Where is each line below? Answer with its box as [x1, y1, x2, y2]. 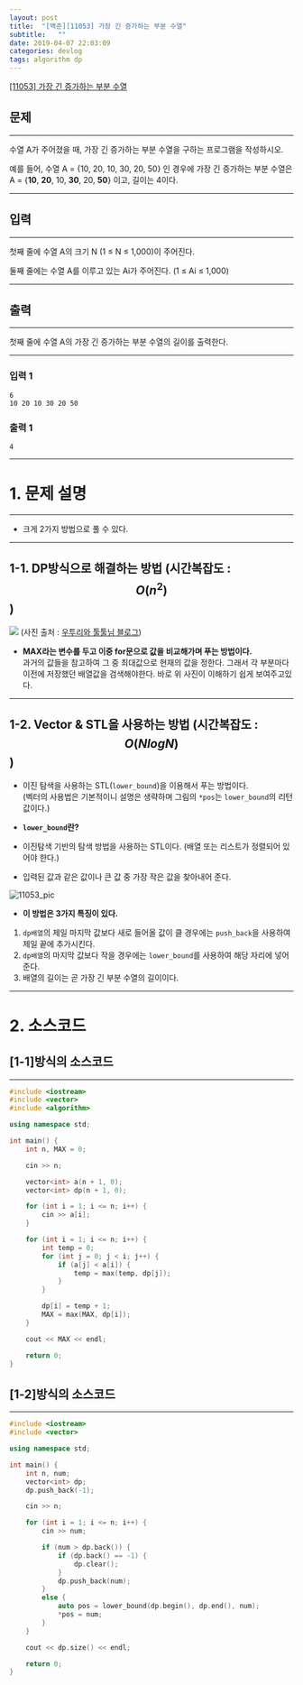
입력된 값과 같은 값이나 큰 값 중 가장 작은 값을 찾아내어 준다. [22, 871, 232, 882]
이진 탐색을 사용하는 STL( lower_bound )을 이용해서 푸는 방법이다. [22, 779, 249, 790]
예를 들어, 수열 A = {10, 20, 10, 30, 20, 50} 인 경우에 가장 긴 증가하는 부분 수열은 [9, 163, 293, 174]
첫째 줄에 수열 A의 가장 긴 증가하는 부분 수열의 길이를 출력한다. [9, 336, 228, 347]
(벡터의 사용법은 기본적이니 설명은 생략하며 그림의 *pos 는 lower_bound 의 [22, 791, 277, 802]
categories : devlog [9, 47, 83, 56]
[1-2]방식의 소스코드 [9, 1386, 115, 1402]
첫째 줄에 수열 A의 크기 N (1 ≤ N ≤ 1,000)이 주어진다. [9, 245, 196, 257]
